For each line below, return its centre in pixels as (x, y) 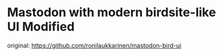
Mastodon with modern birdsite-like (111, 12)
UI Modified (41, 27)
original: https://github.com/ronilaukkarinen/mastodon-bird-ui (94, 45)
